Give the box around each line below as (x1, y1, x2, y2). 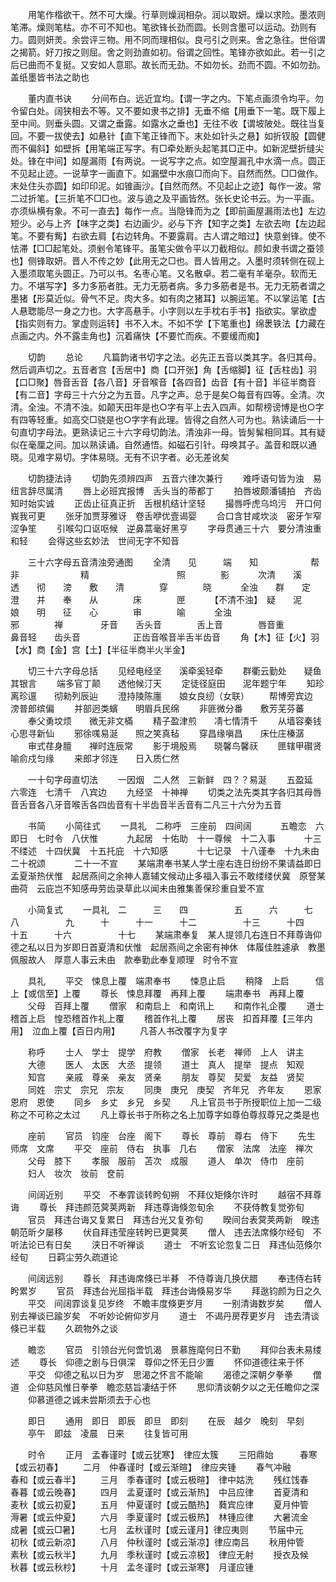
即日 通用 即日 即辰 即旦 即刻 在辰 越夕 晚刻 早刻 (27, 1415, 305, 1427)
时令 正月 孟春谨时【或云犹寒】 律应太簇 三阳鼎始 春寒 (27, 1449, 318, 1460)
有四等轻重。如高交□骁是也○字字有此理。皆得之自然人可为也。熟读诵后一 (10, 414, 316, 425)
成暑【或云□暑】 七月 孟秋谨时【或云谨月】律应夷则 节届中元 (10, 1524, 304, 1535)
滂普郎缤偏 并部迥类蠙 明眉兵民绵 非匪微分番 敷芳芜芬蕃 (10, 703, 305, 714)
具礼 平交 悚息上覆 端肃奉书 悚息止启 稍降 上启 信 (27, 975, 325, 987)
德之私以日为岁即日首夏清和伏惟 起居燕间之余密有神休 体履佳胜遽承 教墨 (10, 941, 326, 953)
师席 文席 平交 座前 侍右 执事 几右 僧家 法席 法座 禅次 (10, 1143, 313, 1154)
